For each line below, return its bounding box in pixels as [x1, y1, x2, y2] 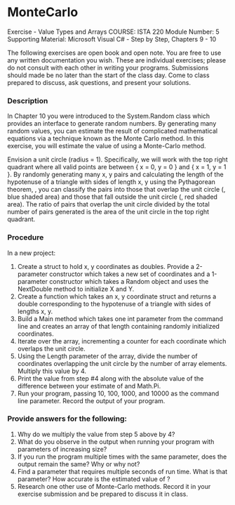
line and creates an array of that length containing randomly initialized [17, 322, 220, 330]
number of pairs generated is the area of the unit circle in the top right [7, 208, 209, 216]
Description [7, 96, 48, 105]
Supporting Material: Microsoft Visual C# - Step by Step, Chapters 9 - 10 [7, 34, 216, 43]
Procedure [7, 232, 44, 242]
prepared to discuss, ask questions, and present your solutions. [7, 78, 192, 86]
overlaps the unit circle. [17, 344, 86, 353]
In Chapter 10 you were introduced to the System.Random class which [7, 112, 210, 120]
